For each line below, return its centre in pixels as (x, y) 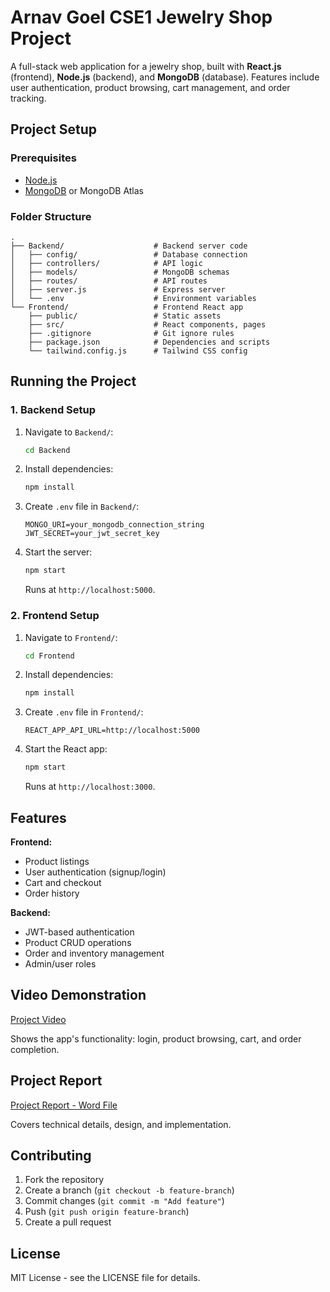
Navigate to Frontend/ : (71, 637)
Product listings (57, 861)
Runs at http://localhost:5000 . (90, 590)
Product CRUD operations (78, 942)
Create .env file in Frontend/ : (84, 712)
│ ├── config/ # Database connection (129, 254)
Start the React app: (66, 749)
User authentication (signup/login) (95, 872)
